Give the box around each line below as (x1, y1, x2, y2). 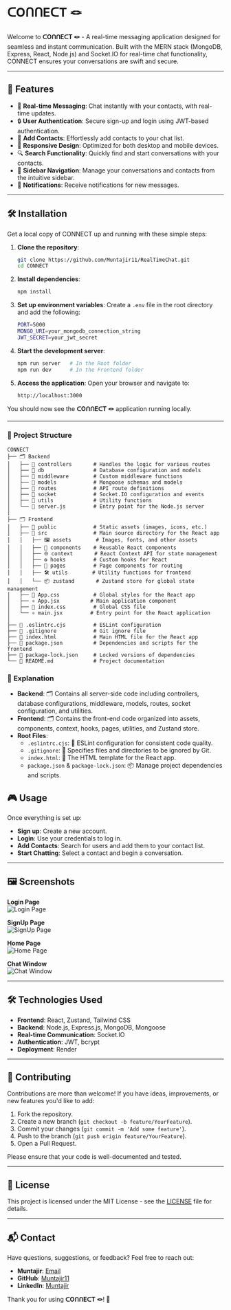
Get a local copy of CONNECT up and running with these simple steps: (7, 230, 208, 238)
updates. (31, 109, 56, 117)
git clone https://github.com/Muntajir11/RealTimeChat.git (16, 256, 190, 263)
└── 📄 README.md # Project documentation (7, 657, 165, 665)
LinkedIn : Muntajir (16, 1282, 69, 1290)
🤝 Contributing (7, 1071, 71, 1083)
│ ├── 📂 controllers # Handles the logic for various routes (7, 460, 211, 467)
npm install (16, 289, 52, 296)
